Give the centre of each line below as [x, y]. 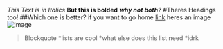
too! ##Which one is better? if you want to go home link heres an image [109, 17]
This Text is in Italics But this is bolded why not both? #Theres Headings [111, 10]
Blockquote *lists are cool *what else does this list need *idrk [111, 38]
